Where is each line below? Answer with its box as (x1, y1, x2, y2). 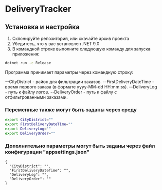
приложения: (12, 51, 40, 57)
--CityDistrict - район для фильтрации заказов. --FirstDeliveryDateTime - (5, 79, 154, 85)
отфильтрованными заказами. (5, 94, 68, 100)
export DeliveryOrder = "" (5, 131, 55, 136)
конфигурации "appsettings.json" (5, 148, 90, 155)
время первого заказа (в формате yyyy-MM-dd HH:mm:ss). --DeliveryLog (5, 84, 157, 89)
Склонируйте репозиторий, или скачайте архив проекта (12, 35, 129, 41)
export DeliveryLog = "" (5, 126, 51, 131)
